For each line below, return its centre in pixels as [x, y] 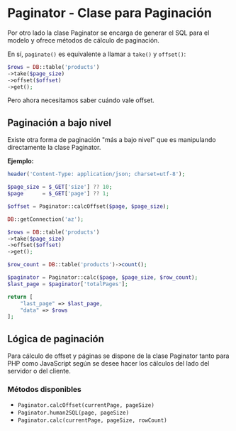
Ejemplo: [21, 161]
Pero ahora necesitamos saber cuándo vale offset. [81, 100]
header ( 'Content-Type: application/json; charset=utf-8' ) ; [96, 174]
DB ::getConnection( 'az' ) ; [45, 219]
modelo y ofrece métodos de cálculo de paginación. [83, 40]
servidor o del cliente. [39, 371]
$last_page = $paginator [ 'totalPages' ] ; [68, 284]
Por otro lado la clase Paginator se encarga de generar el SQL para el [108, 33]
